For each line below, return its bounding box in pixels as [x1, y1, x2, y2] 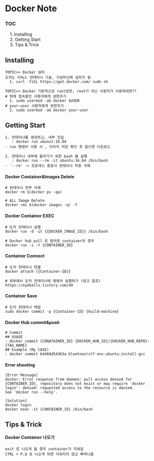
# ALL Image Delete [5, 198, 45, 203]
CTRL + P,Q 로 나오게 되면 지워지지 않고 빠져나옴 [5, 452, 94, 457]
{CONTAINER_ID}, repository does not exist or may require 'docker [5, 381, 146, 386]
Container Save [5, 293, 38, 299]
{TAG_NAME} [5, 343, 27, 348]
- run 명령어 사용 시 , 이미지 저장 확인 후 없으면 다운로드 [5, 145, 111, 150]
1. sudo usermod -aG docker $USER [9, 98, 80, 103]
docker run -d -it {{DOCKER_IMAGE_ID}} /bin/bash [5, 229, 109, 234]
